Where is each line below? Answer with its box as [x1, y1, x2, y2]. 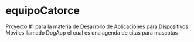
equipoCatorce [5, 4, 80, 17]
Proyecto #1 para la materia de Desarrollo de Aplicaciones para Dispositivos [5, 23, 189, 30]
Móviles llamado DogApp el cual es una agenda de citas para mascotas [5, 29, 178, 36]
